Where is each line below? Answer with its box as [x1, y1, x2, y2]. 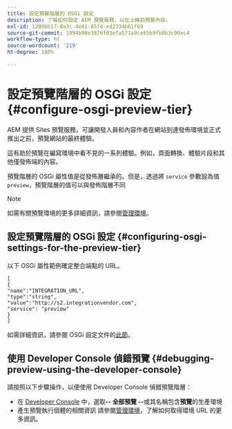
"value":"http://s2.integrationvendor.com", [7, 299, 137, 306]
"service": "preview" [7, 305, 70, 312]
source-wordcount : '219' [7, 42, 79, 49]
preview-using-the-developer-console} [7, 364, 182, 376]
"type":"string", [7, 293, 57, 301]
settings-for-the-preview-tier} [7, 242, 142, 254]
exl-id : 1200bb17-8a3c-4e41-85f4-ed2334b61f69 [7, 23, 144, 30]
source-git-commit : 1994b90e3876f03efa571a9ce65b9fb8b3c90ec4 [7, 29, 190, 37]
